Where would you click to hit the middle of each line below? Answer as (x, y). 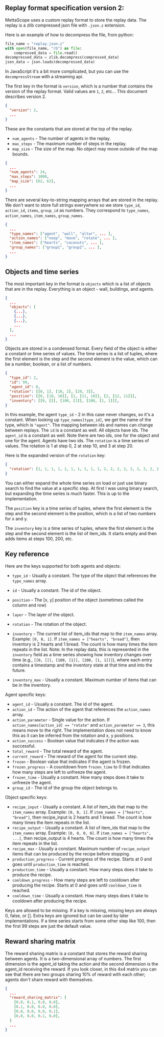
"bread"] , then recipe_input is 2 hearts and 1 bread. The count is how (82, 817)
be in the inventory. (32, 685)
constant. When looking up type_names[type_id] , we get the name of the (78, 420)
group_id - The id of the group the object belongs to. (65, 788)
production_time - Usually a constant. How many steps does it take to (82, 869)
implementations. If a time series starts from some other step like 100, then (80, 921)
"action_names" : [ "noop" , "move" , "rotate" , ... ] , (63, 238)
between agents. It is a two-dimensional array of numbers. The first (73, 958)
